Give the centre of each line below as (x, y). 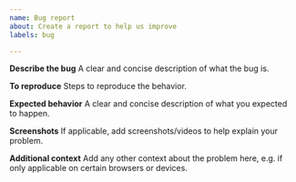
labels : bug (32, 35)
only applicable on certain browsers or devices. (99, 168)
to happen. (30, 114)
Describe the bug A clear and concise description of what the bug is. (139, 68)
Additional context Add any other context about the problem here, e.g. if (146, 158)
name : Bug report (42, 18)
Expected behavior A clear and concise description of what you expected (148, 104)
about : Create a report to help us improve (93, 26)
